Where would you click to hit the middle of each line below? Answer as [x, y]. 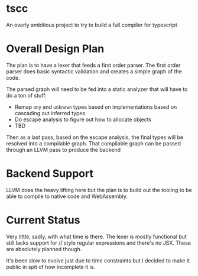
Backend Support [50, 174]
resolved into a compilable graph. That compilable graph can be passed [94, 143]
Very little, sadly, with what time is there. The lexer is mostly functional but [97, 236]
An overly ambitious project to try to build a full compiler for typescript [92, 25]
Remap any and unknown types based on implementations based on [96, 107]
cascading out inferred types [50, 113]
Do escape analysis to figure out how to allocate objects [83, 119]
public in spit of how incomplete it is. [51, 267]
